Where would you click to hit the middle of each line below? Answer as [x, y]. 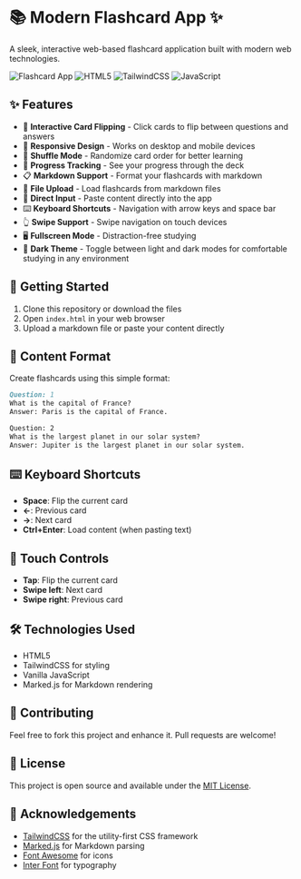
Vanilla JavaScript [56, 675]
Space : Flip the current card [75, 501]
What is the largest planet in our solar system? [105, 437]
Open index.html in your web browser [93, 318]
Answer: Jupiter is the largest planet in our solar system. [127, 445]
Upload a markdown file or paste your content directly [123, 328]
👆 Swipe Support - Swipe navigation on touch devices [125, 222]
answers [39, 136]
